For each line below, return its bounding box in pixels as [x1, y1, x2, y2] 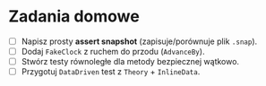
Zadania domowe [8, 6, 140, 27]
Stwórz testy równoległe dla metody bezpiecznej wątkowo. [21, 56, 239, 67]
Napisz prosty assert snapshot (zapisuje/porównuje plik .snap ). [21, 36, 258, 47]
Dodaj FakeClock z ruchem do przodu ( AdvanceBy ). [21, 47, 205, 56]
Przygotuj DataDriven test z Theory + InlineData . [21, 66, 201, 77]
